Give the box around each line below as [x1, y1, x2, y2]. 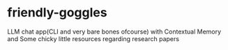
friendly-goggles [7, 5, 107, 21]
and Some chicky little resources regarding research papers [7, 34, 180, 42]
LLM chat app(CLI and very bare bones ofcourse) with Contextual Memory [7, 27, 222, 36]
